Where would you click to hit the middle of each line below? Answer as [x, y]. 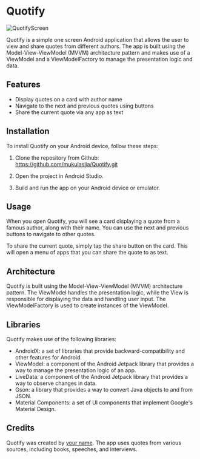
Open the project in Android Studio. [59, 176]
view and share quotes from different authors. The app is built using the [96, 46]
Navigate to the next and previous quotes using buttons [84, 106]
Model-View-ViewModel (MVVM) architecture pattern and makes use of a [98, 52]
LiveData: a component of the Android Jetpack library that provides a [102, 377]
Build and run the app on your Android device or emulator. [88, 188]
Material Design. [35, 409]
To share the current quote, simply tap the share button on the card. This [97, 246]
